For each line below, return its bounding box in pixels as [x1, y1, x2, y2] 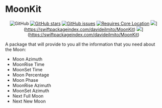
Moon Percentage [12, 72, 50, 78]
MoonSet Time [12, 66, 43, 72]
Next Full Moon [12, 93, 44, 99]
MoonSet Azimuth [12, 88, 50, 94]
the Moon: [5, 46, 26, 53]
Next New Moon [12, 98, 46, 104]
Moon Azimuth [12, 56, 43, 62]
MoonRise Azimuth [12, 82, 51, 88]
